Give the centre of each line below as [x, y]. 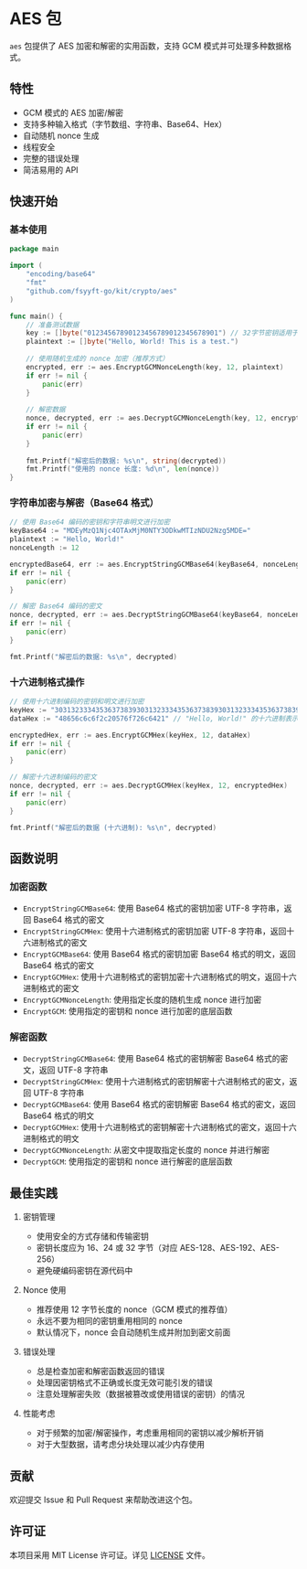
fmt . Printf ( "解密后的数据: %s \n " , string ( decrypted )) [126, 461]
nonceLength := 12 [44, 548]
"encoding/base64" [61, 274]
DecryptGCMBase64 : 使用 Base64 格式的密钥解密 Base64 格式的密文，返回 [159, 1105]
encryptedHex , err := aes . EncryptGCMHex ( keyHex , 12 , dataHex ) [130, 735]
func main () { [37, 316]
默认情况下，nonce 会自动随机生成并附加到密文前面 [133, 1332]
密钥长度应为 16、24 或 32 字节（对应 [107, 1248]
